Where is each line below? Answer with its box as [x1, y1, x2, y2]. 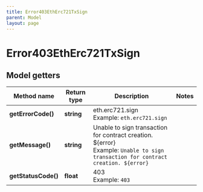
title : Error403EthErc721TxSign [6, 8, 88, 15]
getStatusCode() [9, 172, 59, 180]
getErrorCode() [9, 110, 54, 118]
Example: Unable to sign [92, 146, 164, 154]
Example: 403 [92, 176, 130, 184]
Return [65, 88, 86, 97]
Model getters [6, 70, 60, 81]
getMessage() [9, 141, 51, 149]
